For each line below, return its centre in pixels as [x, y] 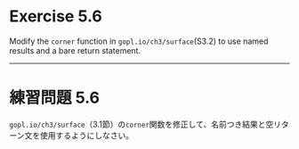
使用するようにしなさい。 [87, 135]
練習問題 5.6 [55, 98]
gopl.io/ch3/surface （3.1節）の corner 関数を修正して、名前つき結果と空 [141, 124]
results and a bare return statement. [75, 50]
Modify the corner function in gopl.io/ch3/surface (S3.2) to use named [139, 41]
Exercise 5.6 [56, 17]
